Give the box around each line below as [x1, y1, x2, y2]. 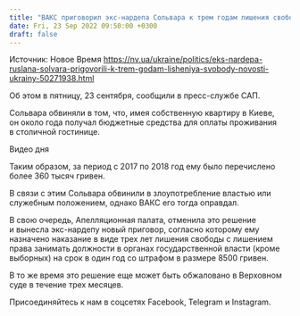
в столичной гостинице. [9, 127, 100, 137]
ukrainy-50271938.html [9, 73, 95, 84]
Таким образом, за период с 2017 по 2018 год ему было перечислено [9, 162, 276, 172]
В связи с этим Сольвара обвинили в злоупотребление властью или [9, 188, 271, 199]
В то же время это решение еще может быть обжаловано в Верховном [9, 270, 283, 281]
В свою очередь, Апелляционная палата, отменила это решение [9, 215, 257, 226]
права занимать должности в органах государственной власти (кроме [9, 243, 280, 254]
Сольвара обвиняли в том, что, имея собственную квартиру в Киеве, [9, 108, 275, 119]
